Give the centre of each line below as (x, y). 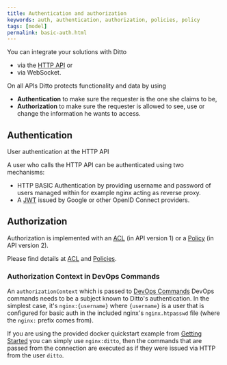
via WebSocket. (39, 73)
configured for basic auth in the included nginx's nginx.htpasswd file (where (113, 313)
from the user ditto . (36, 355)
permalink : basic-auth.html (47, 33)
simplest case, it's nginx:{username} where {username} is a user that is (106, 306)
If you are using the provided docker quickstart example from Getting (105, 333)
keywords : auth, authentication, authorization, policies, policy (104, 20)
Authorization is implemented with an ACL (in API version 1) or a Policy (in (110, 238)
